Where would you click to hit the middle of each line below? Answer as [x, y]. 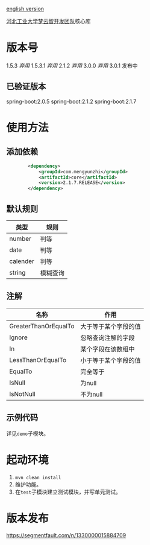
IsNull [17, 383]
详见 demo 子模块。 [28, 433]
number [20, 238]
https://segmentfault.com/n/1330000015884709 [66, 535]
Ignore [19, 337]
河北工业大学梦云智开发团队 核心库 [48, 21]
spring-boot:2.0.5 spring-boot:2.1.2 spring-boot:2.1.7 [71, 101]
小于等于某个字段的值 [111, 360]
